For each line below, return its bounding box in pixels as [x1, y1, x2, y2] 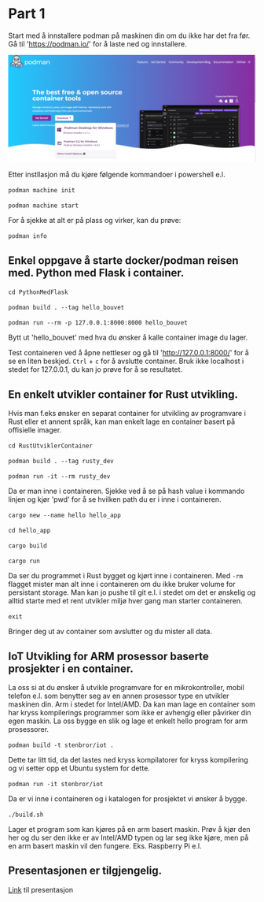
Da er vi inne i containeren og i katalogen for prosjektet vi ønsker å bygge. [8, 793, 247, 804]
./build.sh [8, 811, 44, 818]
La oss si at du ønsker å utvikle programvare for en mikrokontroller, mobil [8, 682, 245, 692]
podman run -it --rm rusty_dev [8, 473, 111, 481]
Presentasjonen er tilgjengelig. [8, 864, 163, 878]
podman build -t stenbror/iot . [8, 741, 114, 749]
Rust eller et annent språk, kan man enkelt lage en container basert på [8, 417, 236, 426]
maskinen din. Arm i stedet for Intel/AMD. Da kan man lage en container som [8, 699, 255, 709]
